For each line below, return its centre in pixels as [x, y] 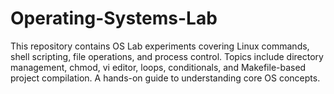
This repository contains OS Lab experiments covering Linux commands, [160, 46]
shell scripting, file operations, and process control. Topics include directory [167, 56]
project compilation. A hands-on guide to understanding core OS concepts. [165, 78]
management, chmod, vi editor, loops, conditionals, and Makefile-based [158, 67]
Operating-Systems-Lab [114, 18]
